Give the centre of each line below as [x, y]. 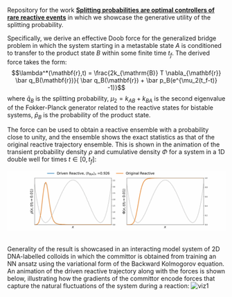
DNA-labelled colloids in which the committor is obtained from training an [112, 257]
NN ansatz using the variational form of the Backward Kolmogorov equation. [116, 264]
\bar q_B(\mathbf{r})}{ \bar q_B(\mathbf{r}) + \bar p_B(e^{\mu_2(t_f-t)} [116, 80]
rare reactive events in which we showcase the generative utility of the [109, 17]
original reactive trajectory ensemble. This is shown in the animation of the [114, 144]
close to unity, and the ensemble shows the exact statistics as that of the [111, 137]
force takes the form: [37, 62]
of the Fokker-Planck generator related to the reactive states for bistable [110, 108]
